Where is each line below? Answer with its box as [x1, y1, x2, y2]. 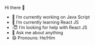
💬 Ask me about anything [11, 30, 63, 35]
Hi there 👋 [4, 5, 25, 10]
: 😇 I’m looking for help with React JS [11, 24, 88, 30]
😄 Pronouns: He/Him [11, 35, 55, 41]
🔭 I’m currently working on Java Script [11, 14, 90, 20]
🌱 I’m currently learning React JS [11, 20, 79, 25]
